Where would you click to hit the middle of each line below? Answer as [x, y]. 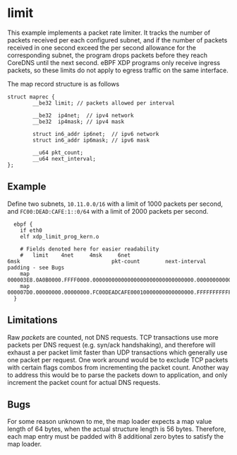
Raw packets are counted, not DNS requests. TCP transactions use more [113, 337]
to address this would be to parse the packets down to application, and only [117, 375]
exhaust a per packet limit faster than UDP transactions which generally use [117, 352]
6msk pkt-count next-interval [107, 261]
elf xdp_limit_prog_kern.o [60, 236]
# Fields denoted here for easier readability [90, 249]
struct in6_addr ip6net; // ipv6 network [96, 134]
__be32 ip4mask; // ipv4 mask [79, 122]
